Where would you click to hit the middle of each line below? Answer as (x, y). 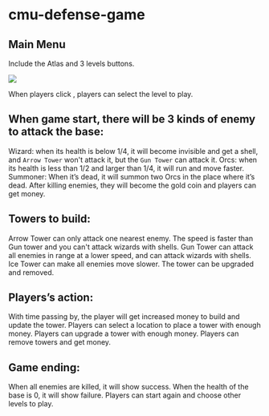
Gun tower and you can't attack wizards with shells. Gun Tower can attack (131, 247)
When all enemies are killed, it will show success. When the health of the (128, 387)
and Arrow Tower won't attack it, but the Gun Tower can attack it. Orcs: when (133, 160)
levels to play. (31, 404)
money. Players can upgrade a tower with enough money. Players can (124, 333)
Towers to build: (49, 219)
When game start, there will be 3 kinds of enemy (132, 119)
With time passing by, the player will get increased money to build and (124, 317)
